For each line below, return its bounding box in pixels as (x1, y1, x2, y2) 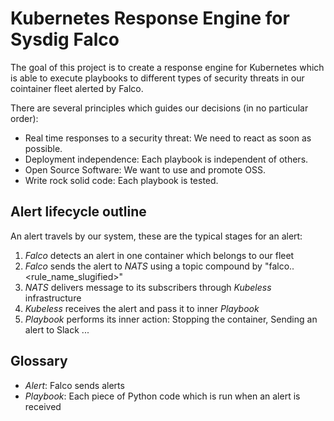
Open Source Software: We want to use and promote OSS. (24, 163, 266, 176)
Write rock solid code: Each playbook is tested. (24, 174, 219, 186)
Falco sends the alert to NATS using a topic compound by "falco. (24, 260, 293, 272)
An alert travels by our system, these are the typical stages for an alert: (10, 230, 303, 242)
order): (10, 112, 39, 124)
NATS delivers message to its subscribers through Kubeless (24, 281, 272, 293)
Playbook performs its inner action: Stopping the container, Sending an (24, 313, 318, 325)
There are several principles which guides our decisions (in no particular (10, 102, 309, 114)
